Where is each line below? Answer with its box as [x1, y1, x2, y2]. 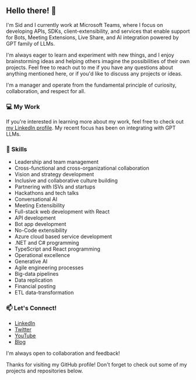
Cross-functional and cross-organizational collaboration [14, 165, 150, 172]
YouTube [14, 332, 36, 339]
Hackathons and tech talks [14, 190, 79, 197]
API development [14, 214, 56, 221]
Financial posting [14, 283, 56, 290]
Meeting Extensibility [14, 202, 65, 209]
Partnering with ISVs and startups [14, 183, 96, 190]
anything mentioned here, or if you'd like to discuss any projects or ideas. [6, 70, 183, 77]
